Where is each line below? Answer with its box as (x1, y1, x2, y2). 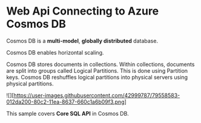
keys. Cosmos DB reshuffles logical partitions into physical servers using (6, 73, 188, 81)
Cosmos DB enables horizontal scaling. (6, 48, 104, 56)
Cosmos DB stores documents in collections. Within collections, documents (6, 61, 195, 68)
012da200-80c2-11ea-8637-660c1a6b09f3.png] (6, 98, 127, 105)
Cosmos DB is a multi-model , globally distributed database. (6, 37, 159, 44)
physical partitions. (6, 80, 54, 87)
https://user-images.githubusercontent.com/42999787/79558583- (13, 91, 180, 99)
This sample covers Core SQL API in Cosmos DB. (6, 110, 129, 117)
